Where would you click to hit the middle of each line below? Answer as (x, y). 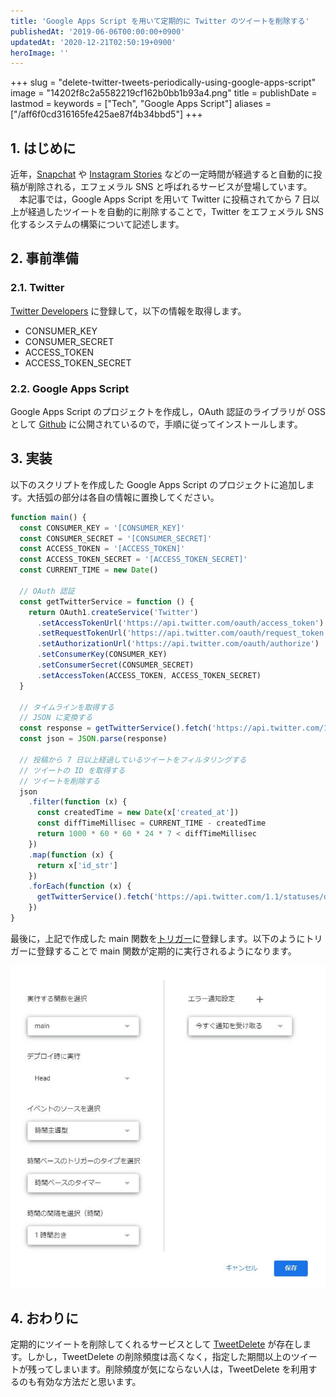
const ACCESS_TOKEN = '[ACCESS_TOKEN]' (102, 549)
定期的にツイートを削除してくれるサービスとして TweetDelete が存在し (156, 1344)
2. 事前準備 (44, 258)
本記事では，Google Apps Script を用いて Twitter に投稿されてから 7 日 (165, 199)
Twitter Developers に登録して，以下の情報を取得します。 (128, 311)
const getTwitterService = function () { (107, 601)
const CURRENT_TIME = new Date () (89, 570)
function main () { (48, 517)
